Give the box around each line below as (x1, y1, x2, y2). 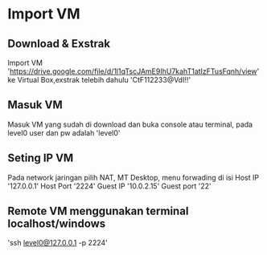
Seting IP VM (7, 152, 74, 165)
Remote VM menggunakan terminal (7, 204, 189, 218)
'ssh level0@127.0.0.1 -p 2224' (7, 238, 108, 248)
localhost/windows (7, 217, 106, 231)
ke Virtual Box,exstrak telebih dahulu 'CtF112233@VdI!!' (7, 75, 191, 84)
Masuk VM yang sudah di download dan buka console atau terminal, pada (7, 119, 253, 129)
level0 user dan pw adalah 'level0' (7, 127, 121, 137)
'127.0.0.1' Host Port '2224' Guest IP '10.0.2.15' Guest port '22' (7, 181, 212, 191)
